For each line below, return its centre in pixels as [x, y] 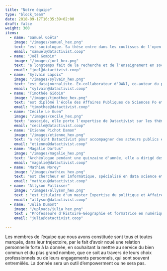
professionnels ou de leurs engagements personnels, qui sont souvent [77, 258]
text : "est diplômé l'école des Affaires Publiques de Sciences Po [85, 103]
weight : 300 [17, 28]
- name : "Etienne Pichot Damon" [43, 130]
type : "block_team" [25, 14]
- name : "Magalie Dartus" [37, 149]
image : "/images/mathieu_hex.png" [50, 172]
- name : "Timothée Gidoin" [38, 93]
